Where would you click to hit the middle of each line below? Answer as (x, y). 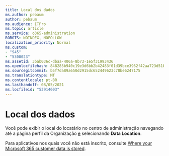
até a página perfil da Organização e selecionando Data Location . (73, 133)
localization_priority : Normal (38, 43)
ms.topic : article (24, 29)
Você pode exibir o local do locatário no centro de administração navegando (84, 128)
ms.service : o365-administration (40, 33)
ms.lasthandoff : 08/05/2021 (35, 85)
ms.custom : (17, 47)
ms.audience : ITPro (26, 24)
